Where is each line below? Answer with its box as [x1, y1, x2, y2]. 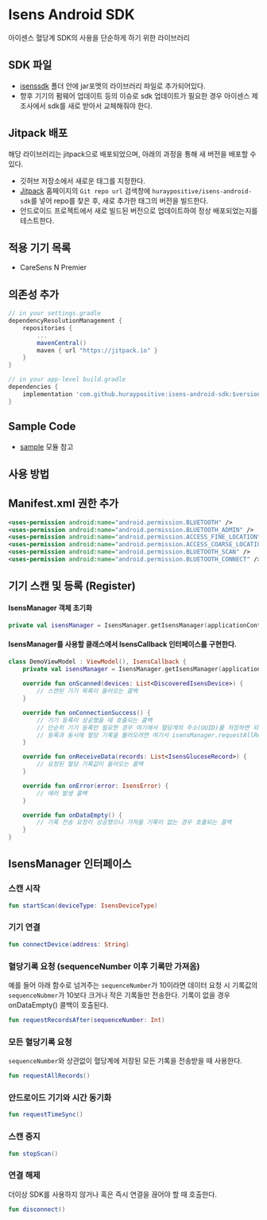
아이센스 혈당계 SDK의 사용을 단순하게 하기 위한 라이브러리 [8, 33, 191, 42]
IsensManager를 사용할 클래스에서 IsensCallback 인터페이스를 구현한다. [8, 639, 237, 649]
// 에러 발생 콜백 [37, 789, 87, 797]
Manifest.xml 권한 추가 [8, 497, 119, 511]
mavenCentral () [37, 339, 87, 347]
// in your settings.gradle [8, 309, 102, 317]
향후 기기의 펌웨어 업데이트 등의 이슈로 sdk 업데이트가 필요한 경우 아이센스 [19, 91, 250, 100]
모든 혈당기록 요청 [8, 1036, 73, 1047]
